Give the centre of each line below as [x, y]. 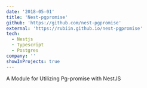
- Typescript [28, 45]
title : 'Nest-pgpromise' [37, 17]
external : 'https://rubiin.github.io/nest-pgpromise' [75, 28]
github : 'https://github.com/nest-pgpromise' [64, 23]
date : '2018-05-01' [30, 12]
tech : [13, 34]
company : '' [21, 56]
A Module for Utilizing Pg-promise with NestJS [64, 78]
